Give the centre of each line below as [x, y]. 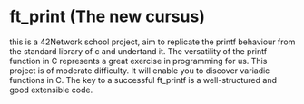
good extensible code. [51, 90]
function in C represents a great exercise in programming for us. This [138, 61]
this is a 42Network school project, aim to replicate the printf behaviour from [152, 42]
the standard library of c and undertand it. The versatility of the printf [138, 51]
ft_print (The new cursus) [108, 17]
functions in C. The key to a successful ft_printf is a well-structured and [143, 80]
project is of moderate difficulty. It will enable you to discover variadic [140, 71]
